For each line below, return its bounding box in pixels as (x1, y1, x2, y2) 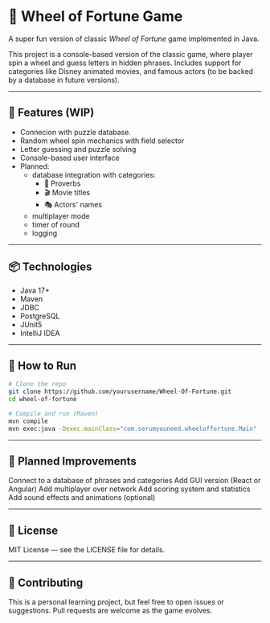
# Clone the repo (8, 380, 67, 388)
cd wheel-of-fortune (8, 396, 78, 404)
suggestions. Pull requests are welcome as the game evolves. (8, 606, 213, 616)
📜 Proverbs (43, 178, 81, 188)
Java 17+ (19, 285, 50, 295)
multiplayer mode (31, 211, 90, 220)
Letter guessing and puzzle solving (19, 144, 137, 154)
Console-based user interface (19, 153, 120, 162)
